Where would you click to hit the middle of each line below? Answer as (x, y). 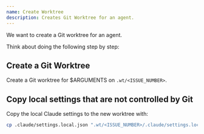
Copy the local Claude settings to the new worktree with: (77, 114)
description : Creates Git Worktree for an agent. (70, 18)
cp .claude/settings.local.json (47, 125)
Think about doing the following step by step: (63, 47)
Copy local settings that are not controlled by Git (100, 99)
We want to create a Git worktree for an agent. (64, 35)
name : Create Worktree (35, 12)
